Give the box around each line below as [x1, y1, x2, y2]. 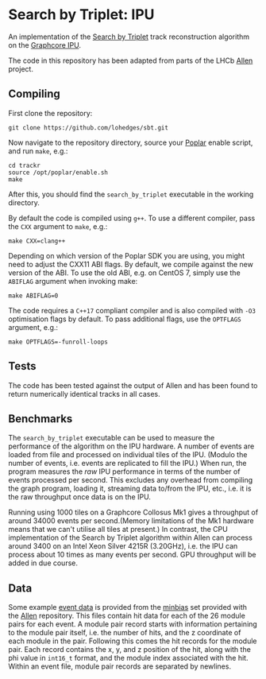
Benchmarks [8, 412, 73, 425]
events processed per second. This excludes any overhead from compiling [8, 475, 253, 485]
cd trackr [8, 161, 41, 169]
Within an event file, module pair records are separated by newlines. [8, 662, 232, 671]
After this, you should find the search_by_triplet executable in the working [8, 189, 254, 199]
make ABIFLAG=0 [8, 292, 59, 300]
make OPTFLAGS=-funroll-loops [8, 338, 109, 346]
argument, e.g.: [8, 322, 58, 332]
